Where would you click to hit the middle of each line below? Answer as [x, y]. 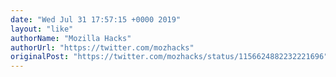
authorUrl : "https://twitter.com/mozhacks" [102, 47]
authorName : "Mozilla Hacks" [71, 38]
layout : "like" [42, 29]
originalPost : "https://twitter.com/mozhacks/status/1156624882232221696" [169, 57]
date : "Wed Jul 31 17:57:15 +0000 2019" [96, 19]
